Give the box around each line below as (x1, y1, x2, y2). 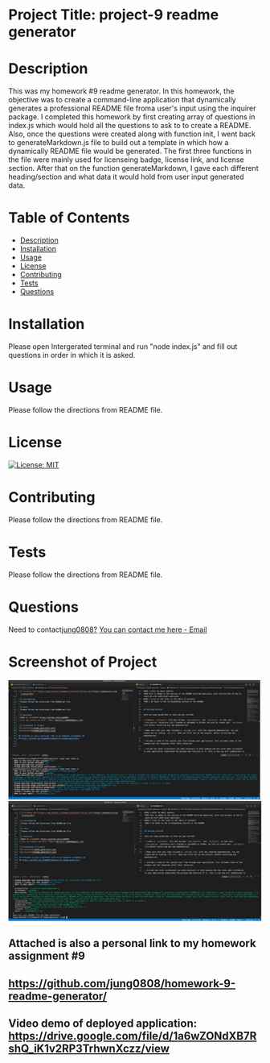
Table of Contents (8, 209, 130, 227)
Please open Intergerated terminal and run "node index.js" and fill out (8, 342, 238, 351)
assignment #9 (8, 949, 86, 963)
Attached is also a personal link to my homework (8, 936, 256, 950)
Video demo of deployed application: (8, 1017, 198, 1031)
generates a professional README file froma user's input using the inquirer (8, 103, 256, 114)
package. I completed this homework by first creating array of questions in (8, 112, 256, 122)
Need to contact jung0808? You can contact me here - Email (8, 625, 207, 634)
